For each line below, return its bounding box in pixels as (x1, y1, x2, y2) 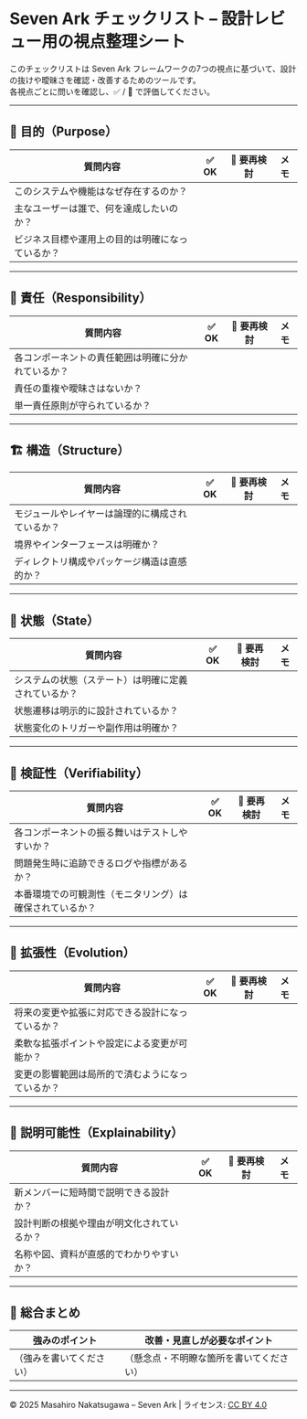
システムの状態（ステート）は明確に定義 (14, 674, 188, 687)
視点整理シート (73, 31, 186, 52)
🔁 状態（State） (9, 613, 100, 628)
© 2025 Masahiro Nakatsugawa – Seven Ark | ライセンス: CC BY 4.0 (9, 1400, 268, 1411)
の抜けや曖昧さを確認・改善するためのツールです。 (9, 74, 201, 85)
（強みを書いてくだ (14, 1352, 97, 1365)
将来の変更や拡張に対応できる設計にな (14, 1006, 179, 1019)
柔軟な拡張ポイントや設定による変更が (14, 1037, 179, 1050)
